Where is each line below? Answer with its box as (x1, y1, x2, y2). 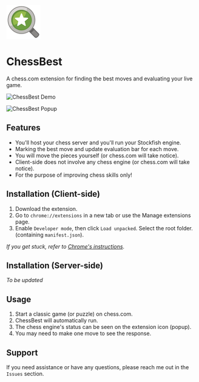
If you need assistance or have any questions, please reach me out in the (6, 364, 189, 370)
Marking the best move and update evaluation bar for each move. (15, 145, 179, 152)
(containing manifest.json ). (15, 231, 84, 238)
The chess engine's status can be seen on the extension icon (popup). (15, 324, 192, 331)
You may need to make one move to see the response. (15, 330, 152, 337)
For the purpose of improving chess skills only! (15, 171, 132, 179)
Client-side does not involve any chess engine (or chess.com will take (15, 158, 190, 166)
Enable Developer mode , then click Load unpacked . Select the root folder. (15, 224, 193, 232)
